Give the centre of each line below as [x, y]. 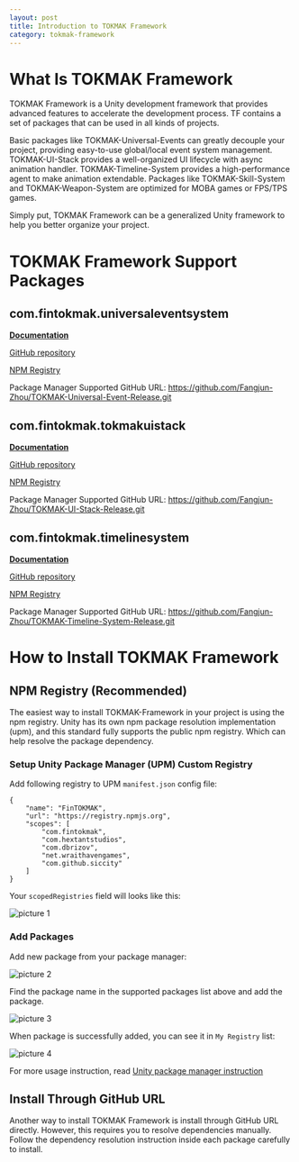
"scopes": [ [48, 824]
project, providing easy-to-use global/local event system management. [141, 150]
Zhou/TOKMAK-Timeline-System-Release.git [92, 621]
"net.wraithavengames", [86, 856]
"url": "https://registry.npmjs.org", [98, 816]
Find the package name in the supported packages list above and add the [146, 991]
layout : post [34, 18]
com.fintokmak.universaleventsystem [119, 313]
